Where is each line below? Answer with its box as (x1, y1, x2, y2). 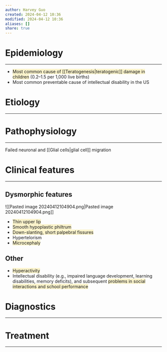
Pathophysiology (5, 126, 77, 137)
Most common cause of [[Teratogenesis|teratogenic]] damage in (12, 68, 145, 75)
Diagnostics (5, 301, 56, 312)
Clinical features (5, 164, 75, 176)
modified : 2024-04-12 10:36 (5, 16, 64, 21)
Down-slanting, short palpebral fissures (12, 229, 93, 235)
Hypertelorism (12, 234, 42, 240)
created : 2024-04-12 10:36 (5, 12, 61, 17)
